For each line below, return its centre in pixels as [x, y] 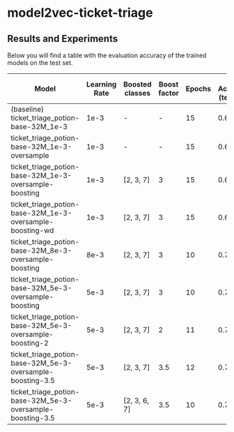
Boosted [137, 84]
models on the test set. [40, 63]
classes [138, 93]
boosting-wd [32, 230]
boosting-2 [30, 343]
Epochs [198, 89]
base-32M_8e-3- [41, 251]
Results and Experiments [63, 39]
